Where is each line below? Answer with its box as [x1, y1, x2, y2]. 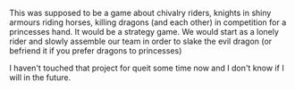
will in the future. [9, 72, 72, 83]
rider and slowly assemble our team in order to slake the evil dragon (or [9, 36, 273, 46]
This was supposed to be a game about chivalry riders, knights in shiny [9, 8, 272, 18]
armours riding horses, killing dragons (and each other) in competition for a [9, 17, 287, 28]
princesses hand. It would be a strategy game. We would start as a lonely [9, 27, 280, 37]
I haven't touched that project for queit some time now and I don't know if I [9, 62, 284, 73]
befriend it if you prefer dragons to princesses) [9, 45, 182, 56]
